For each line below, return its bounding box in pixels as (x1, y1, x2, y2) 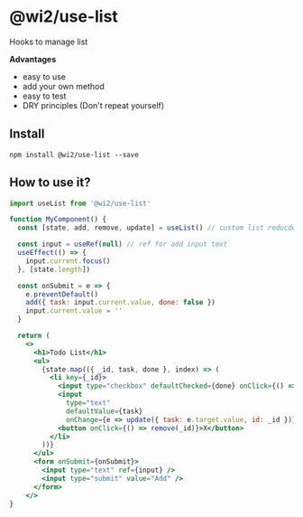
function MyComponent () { (9, 215, 106, 224)
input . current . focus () (25, 256, 111, 266)
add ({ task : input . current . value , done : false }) (25, 298, 216, 307)
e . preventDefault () (25, 289, 99, 299)
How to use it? (9, 174, 91, 191)
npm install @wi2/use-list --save (9, 150, 140, 159)
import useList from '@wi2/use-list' (9, 199, 151, 208)
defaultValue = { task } (66, 407, 143, 416)
